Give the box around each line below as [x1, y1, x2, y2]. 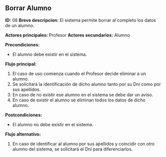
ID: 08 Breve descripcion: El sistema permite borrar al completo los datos [5, 17, 156, 23]
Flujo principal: [5, 61, 37, 67]
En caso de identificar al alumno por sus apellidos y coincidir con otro [12, 141, 155, 147]
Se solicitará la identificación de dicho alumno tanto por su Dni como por [12, 81, 161, 87]
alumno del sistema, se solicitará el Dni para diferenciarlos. [12, 146, 133, 152]
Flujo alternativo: [5, 131, 41, 137]
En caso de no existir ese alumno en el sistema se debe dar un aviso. [12, 91, 154, 97]
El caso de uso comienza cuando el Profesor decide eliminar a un [12, 71, 146, 77]
